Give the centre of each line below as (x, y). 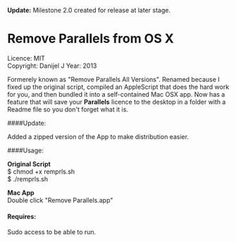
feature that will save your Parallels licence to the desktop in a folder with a (117, 102)
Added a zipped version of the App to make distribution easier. (98, 136)
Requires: (22, 216)
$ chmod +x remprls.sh (41, 171)
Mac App (21, 193)
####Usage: (25, 150)
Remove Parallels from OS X (91, 39)
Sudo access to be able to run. (52, 232)
